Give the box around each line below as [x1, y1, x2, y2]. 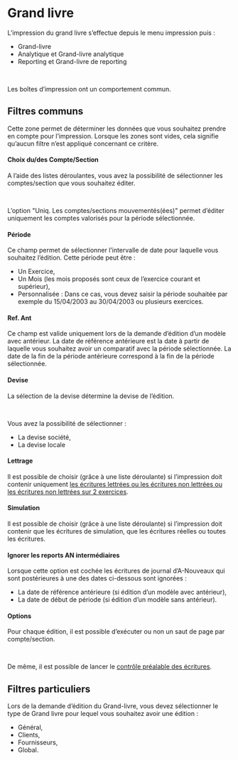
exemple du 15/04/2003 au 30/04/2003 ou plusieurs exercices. [17, 297, 204, 306]
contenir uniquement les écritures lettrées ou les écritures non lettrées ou [7, 480, 222, 488]
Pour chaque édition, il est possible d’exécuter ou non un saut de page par [7, 627, 225, 636]
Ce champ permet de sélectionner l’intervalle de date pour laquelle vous [7, 246, 219, 255]
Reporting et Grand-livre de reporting [17, 57, 127, 65]
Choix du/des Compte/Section [7, 155, 99, 164]
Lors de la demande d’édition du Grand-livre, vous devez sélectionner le [7, 702, 219, 710]
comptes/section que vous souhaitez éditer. [7, 179, 136, 187]
